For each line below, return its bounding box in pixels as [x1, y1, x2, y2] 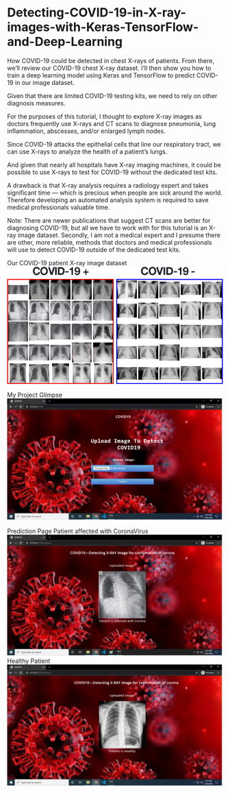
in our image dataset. [14, 78, 75, 86]
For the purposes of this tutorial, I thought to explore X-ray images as [7, 112, 202, 121]
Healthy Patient [7, 657, 51, 666]
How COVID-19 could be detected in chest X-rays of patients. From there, [7, 56, 214, 64]
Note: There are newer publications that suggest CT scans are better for [7, 216, 211, 224]
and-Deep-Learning [7, 34, 123, 49]
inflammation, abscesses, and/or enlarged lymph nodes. [7, 127, 166, 135]
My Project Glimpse [7, 391, 63, 399]
